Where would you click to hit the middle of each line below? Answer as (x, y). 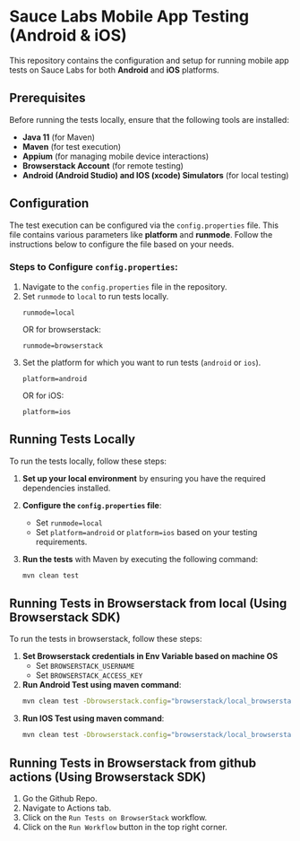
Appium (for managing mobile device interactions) (116, 156)
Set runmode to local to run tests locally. (95, 296)
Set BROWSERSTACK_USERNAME (85, 666)
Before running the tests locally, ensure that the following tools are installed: (149, 119)
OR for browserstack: (61, 329)
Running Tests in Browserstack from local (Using (148, 603)
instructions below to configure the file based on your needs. (122, 244)
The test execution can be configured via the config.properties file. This (144, 225)
